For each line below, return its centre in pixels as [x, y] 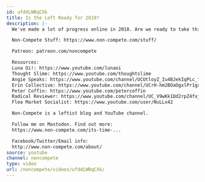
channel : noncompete [33, 158]
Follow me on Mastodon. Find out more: [63, 124]
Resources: [26, 63]
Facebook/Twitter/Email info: [50, 141]
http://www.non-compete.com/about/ [57, 147]
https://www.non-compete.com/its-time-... [67, 130]
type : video [21, 164]
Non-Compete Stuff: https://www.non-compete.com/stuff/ [84, 40]
